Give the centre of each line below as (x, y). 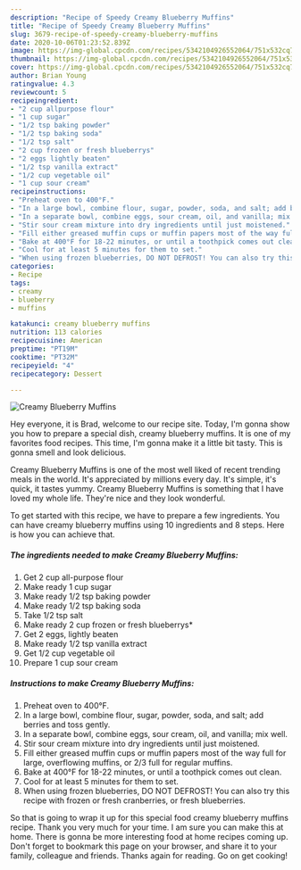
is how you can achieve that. (63, 534)
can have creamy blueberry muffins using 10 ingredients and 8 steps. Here (147, 525)
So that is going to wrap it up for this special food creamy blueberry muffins (150, 818)
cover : (22, 68)
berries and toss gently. (67, 725)
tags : (20, 283)
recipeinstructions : (49, 192)
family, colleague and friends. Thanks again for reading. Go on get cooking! (149, 856)
